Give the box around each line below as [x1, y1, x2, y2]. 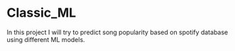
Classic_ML [6, 5, 77, 21]
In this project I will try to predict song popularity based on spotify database [6, 28, 229, 36]
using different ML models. [6, 35, 86, 43]
